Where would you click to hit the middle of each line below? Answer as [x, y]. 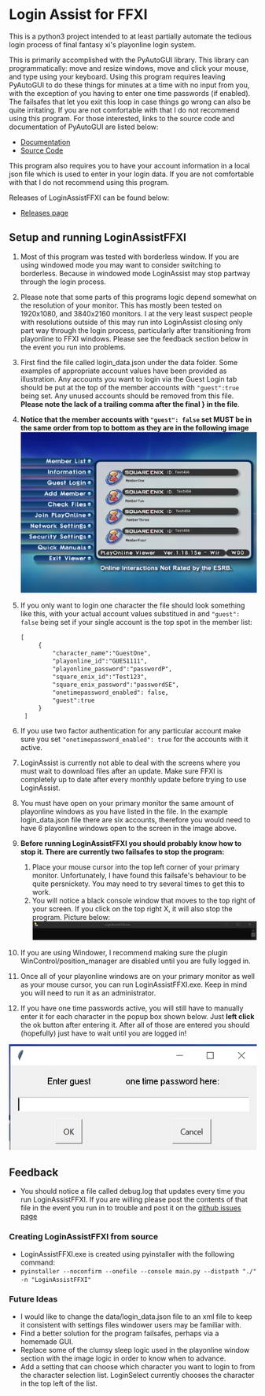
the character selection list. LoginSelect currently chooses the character [137, 1375]
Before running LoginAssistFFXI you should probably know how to [131, 844]
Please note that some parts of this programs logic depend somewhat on [138, 297]
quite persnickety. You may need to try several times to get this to [138, 884]
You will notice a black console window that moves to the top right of [144, 901]
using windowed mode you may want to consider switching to [120, 264]
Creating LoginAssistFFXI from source [84, 1237]
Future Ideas [33, 1299]
